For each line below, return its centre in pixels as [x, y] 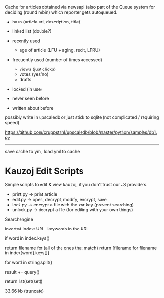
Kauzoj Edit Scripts [44, 171]
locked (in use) [27, 89]
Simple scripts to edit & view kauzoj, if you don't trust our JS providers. [76, 184]
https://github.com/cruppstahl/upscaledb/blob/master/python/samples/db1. [81, 132]
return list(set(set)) [24, 281]
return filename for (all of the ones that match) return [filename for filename [81, 248]
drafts [25, 80]
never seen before [31, 98]
